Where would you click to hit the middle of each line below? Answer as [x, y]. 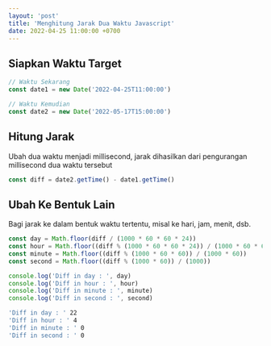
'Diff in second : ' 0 [46, 336]
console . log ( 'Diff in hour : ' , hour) [73, 283]
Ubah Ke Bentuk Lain [62, 204]
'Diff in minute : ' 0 [46, 327]
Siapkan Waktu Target [65, 63]
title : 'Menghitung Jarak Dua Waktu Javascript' [92, 23]
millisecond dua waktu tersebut [60, 165]
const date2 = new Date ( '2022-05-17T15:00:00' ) [90, 111]
